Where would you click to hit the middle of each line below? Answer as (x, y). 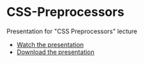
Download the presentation (55, 52)
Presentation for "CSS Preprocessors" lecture (72, 31)
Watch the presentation (50, 44)
